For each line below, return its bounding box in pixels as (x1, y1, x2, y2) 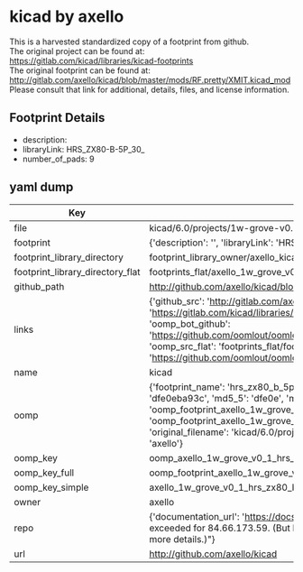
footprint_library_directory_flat (14, 265, 141, 278)
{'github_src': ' (148, 295, 210, 308)
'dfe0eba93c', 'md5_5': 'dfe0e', (148, 392, 284, 404)
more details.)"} (148, 532, 216, 545)
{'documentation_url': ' (148, 510, 245, 522)
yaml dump (9, 180, 74, 195)
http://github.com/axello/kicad (148, 548, 278, 560)
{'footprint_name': (148, 381, 225, 393)
